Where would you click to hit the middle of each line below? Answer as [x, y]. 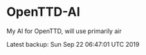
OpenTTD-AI [43, 12]
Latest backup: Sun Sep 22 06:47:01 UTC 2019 [73, 44]
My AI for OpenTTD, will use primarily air [64, 31]
